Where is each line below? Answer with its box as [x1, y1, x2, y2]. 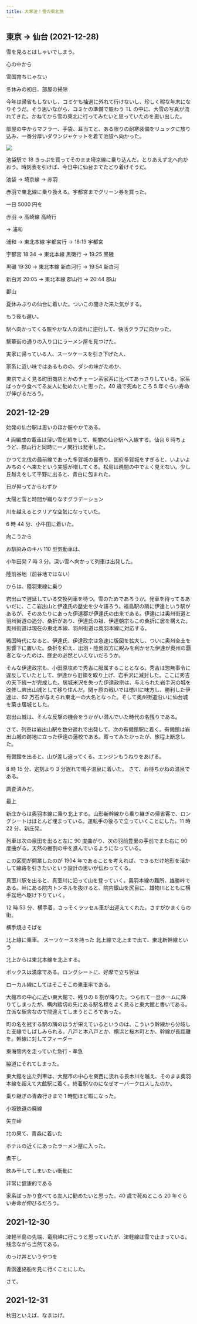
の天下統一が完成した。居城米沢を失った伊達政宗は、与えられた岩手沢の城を [6, 679, 191, 686]
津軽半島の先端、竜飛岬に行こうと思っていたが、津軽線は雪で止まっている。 [6, 1233, 191, 1241]
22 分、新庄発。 [6, 825, 45, 832]
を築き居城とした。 [6, 701, 53, 708]
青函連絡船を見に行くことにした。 [6, 1265, 89, 1273]
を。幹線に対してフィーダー [6, 1035, 73, 1042]
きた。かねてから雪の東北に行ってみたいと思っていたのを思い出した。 [16, 113, 185, 120]
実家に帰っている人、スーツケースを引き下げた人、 [6, 350, 129, 358]
